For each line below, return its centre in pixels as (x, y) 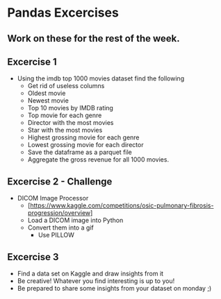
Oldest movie (47, 93)
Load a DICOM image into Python (75, 221)
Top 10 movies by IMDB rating (70, 108)
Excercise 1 (32, 61)
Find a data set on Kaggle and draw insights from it (90, 274)
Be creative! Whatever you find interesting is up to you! (96, 281)
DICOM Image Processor (53, 198)
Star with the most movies (65, 130)
